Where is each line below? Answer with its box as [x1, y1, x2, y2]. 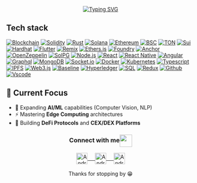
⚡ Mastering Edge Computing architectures [14, 111, 123, 118]
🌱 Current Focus [6, 88, 68, 98]
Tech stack [6, 23, 49, 33]
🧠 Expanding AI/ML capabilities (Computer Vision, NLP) [14, 103, 153, 111]
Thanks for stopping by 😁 [68, 170, 133, 177]
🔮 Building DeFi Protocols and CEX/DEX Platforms [14, 119, 141, 126]
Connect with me [69, 136, 120, 144]
